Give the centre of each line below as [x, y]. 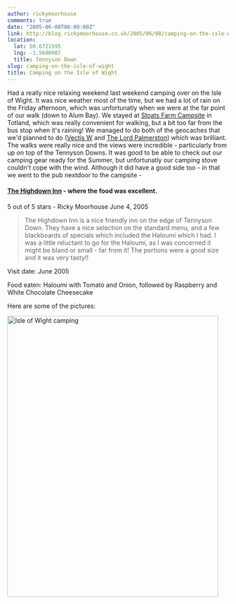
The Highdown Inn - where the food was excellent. [83, 191]
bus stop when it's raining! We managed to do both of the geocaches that [114, 130]
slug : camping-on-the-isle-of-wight [61, 66]
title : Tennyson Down [45, 60]
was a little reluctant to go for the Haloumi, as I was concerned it [118, 243]
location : [22, 40]
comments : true [29, 20]
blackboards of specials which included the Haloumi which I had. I [120, 235]
